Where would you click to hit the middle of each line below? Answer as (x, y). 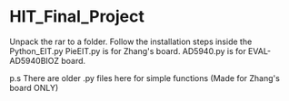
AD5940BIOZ (35, 60)
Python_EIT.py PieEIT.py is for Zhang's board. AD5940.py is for (128, 50)
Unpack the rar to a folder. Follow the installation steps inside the (131, 41)
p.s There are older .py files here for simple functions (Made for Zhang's (144, 78)
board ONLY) (34, 87)
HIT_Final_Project (77, 17)
